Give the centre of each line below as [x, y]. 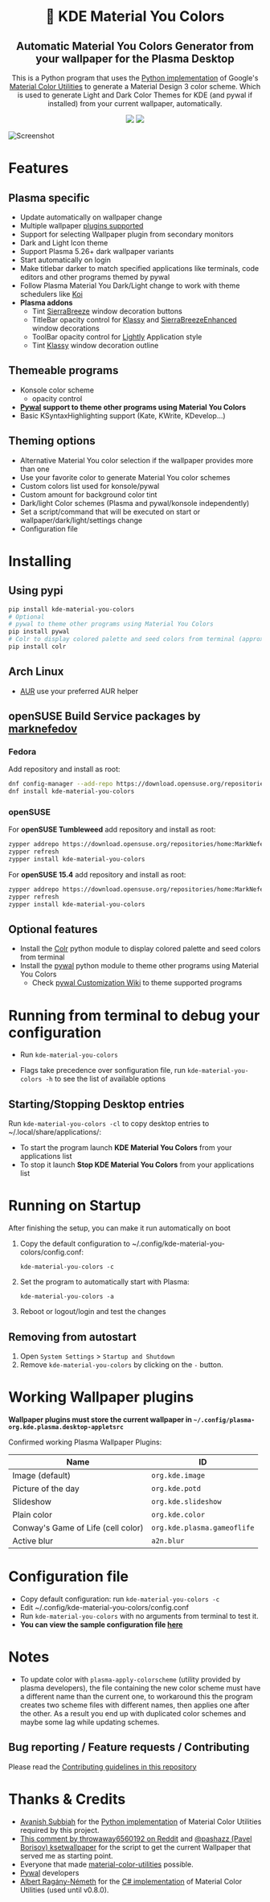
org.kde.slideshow [186, 1501]
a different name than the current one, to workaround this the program [136, 1696]
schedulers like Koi [51, 294]
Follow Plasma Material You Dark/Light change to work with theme [130, 286]
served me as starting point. [67, 1855]
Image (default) [41, 1475]
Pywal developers [49, 1872]
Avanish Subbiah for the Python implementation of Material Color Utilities [141, 1822]
